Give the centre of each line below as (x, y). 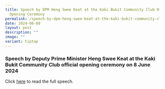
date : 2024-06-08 (23, 23)
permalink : (16, 19)
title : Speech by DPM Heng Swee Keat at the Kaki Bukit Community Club (80, 10)
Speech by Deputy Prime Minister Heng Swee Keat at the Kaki (80, 58)
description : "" (22, 32)
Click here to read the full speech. (39, 82)
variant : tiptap (22, 42)
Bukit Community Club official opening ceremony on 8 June (78, 65)
